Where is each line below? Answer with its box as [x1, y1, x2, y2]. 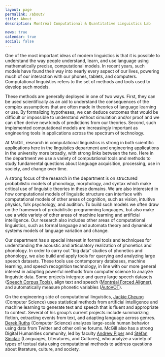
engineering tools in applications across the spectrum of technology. [5, 130, 145, 136]
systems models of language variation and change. [5, 227, 109, 233]
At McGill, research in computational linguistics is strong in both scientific [5, 139, 154, 145]
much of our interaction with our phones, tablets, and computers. [5, 73, 137, 79]
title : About [5, 16, 32, 21]
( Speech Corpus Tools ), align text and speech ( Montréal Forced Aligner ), [5, 279, 153, 285]
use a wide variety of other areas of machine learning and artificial [5, 212, 140, 218]
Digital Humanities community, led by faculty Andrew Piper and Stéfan [5, 330, 148, 336]
